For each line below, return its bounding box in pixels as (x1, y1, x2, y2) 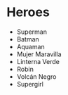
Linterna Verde (16, 57, 60, 65)
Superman (16, 27, 47, 36)
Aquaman (16, 42, 45, 51)
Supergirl (16, 80, 43, 88)
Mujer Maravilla (16, 50, 62, 58)
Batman (16, 34, 39, 43)
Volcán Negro (16, 72, 57, 81)
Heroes (6, 4, 50, 20)
